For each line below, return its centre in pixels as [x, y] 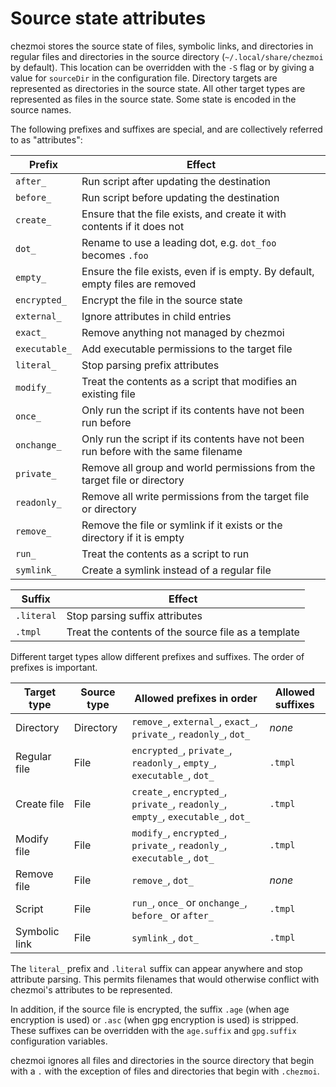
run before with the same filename [162, 451]
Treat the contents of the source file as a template [183, 632]
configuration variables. [59, 1041]
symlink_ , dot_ [165, 937]
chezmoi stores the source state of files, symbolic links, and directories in [162, 46]
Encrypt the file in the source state [162, 300]
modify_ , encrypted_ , [179, 832]
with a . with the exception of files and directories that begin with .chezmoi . [165, 1071]
